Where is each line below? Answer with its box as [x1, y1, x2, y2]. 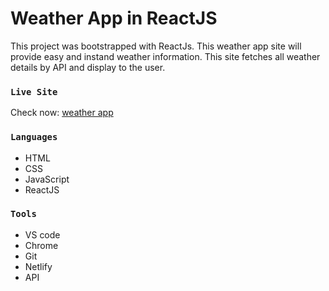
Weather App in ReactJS [10, 7, 218, 30]
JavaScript [24, 173, 70, 185]
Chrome [24, 239, 59, 251]
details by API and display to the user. [10, 61, 166, 73]
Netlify [24, 260, 53, 272]
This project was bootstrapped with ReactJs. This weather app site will [10, 40, 302, 52]
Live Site [10, 86, 58, 97]
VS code [24, 228, 61, 241]
